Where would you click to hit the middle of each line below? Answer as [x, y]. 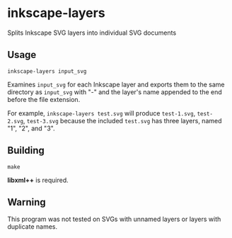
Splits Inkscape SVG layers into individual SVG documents [92, 33]
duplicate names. [33, 227]
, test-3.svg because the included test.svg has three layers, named [122, 120]
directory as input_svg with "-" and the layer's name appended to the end [115, 92]
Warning [27, 202]
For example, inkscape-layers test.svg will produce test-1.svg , [101, 113]
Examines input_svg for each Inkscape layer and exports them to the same [116, 84]
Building [26, 151]
